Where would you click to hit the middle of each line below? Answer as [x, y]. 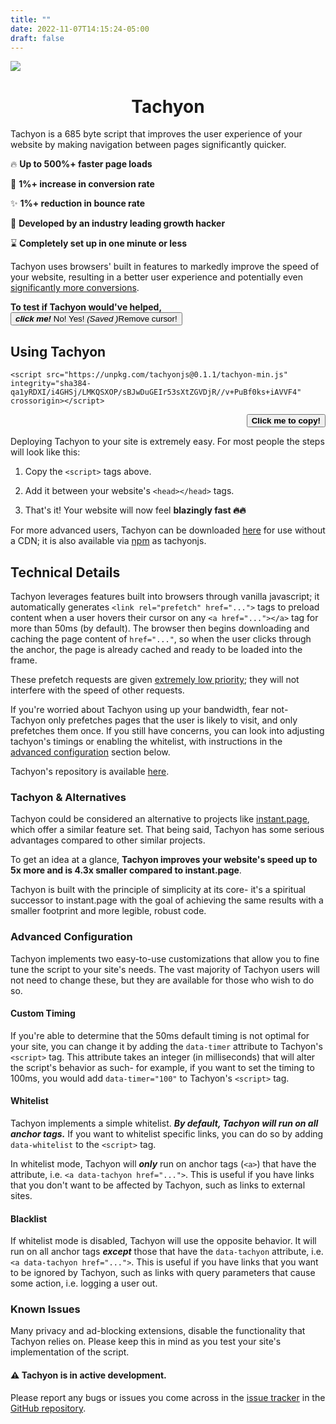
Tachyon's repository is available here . [90, 771]
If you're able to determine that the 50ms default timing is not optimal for [160, 1035]
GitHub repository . [48, 1408]
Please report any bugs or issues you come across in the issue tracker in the [168, 1397]
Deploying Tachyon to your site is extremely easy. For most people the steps [167, 442]
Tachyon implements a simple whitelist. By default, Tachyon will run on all [164, 1123]
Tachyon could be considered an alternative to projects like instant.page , [160, 819]
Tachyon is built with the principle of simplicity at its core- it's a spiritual [158, 890]
